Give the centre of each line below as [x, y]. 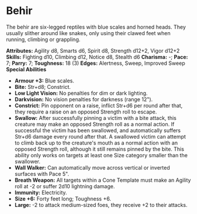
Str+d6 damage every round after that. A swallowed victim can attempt [100, 136]
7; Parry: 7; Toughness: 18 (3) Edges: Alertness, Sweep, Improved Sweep [96, 63]
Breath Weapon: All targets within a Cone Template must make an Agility [103, 180]
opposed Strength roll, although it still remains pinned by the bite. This [99, 149]
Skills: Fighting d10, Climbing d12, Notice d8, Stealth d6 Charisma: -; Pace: [97, 57]
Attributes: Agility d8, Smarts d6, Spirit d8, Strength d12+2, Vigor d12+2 [93, 50]
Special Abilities [26, 69]
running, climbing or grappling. [43, 39]
